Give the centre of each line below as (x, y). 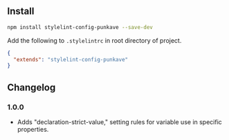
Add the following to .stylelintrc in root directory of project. (94, 40)
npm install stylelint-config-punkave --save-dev (80, 27)
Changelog (31, 87)
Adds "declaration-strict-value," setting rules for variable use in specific (120, 122)
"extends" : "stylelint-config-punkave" (71, 59)
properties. (33, 129)
